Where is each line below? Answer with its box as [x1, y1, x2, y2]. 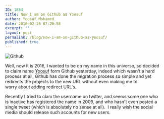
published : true [5, 40, 39, 45]
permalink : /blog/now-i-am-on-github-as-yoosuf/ [5, 35, 108, 40]
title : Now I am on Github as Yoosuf [5, 12, 83, 17]
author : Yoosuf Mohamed [5, 16, 55, 21]
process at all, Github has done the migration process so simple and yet [5, 73, 152, 79]
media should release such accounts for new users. [5, 109, 110, 115]
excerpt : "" [5, 26, 30, 31]
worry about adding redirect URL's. [5, 84, 77, 90]
